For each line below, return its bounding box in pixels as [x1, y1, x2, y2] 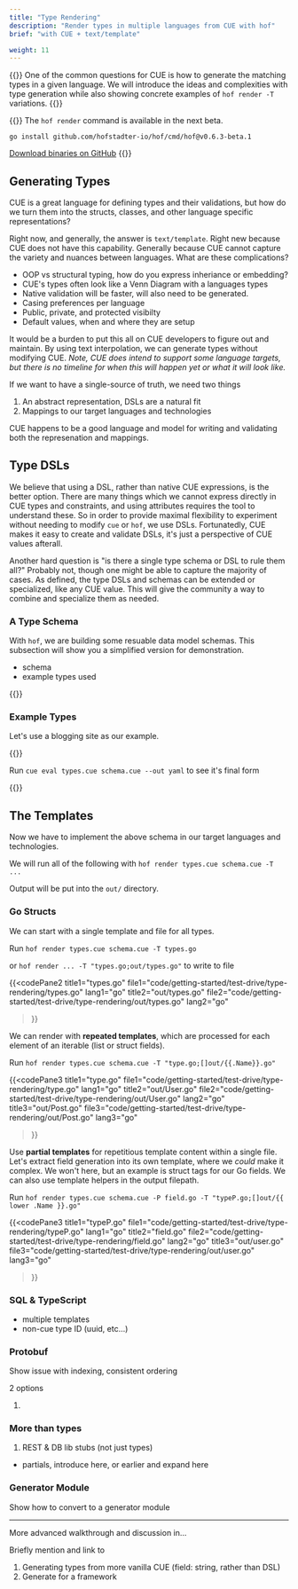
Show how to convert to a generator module [9, 1501, 170, 1513]
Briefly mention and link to [9, 1545, 105, 1555]
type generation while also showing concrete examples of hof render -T [9, 89, 275, 99]
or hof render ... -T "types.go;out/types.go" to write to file [9, 960, 235, 971]
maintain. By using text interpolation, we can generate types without [9, 343, 259, 354]
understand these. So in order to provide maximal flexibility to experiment [9, 509, 278, 520]
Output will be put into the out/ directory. [9, 884, 160, 894]
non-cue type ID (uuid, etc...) [21, 1323, 129, 1333]
